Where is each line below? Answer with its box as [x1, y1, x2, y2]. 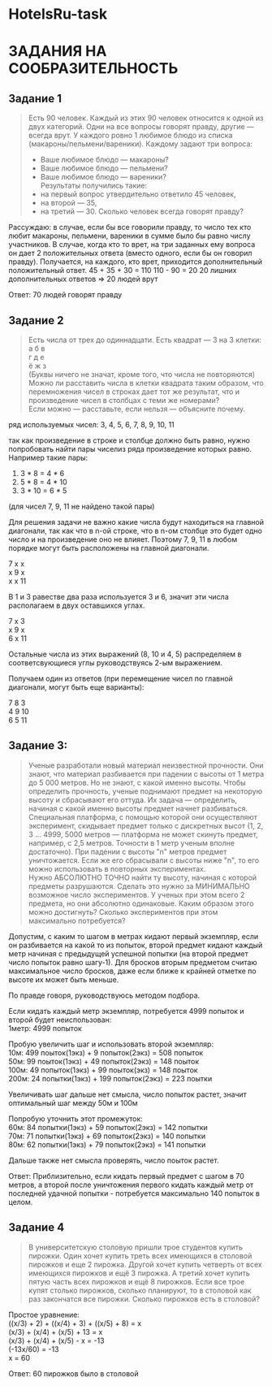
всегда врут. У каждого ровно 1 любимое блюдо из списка [28, 131, 233, 141]
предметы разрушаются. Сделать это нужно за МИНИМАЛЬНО [28, 881, 250, 890]
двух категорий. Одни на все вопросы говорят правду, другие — [28, 122, 254, 132]
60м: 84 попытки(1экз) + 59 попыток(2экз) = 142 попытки [8, 1122, 209, 1132]
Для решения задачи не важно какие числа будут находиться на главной [8, 518, 265, 526]
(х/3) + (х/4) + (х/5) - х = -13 [8, 1336, 105, 1345]
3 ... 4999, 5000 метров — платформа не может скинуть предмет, [28, 829, 258, 839]
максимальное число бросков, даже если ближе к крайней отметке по [8, 966, 257, 976]
